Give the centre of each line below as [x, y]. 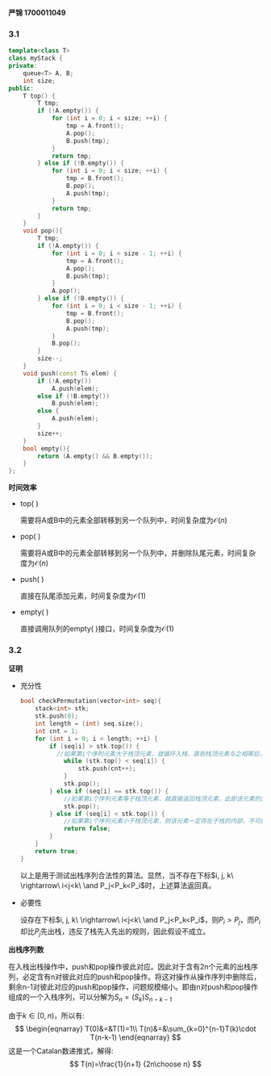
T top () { [40, 96]
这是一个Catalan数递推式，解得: [61, 1051]
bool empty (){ [46, 448]
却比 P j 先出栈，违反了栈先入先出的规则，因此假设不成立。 [115, 932]
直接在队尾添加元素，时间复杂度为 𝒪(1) [83, 596]
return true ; [57, 851]
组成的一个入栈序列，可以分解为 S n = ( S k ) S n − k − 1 [90, 998]
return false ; [87, 829]
